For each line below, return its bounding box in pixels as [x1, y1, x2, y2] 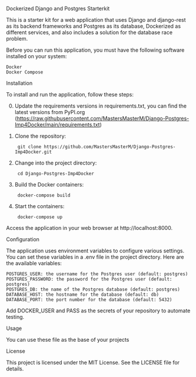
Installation [6, 79, 33, 86]
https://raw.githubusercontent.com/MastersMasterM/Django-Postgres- [16, 115, 190, 122]
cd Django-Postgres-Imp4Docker [17, 171, 94, 176]
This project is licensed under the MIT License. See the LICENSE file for [6, 359, 180, 366]
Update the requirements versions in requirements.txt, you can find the [14, 102, 187, 109]
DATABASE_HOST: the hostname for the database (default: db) [6, 292, 160, 298]
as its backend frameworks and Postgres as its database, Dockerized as [6, 23, 181, 29]
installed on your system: [6, 53, 67, 59]
